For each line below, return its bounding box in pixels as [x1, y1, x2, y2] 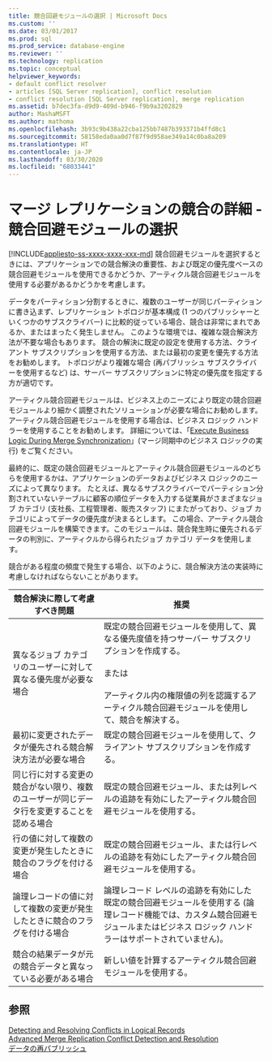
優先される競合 [28, 742, 87, 753]
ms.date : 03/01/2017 [8, 27, 79, 35]
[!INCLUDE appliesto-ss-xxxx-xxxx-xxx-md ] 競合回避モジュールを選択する [8, 249, 254, 259]
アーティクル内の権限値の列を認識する [104, 690, 249, 701]
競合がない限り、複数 [12, 781, 94, 792]
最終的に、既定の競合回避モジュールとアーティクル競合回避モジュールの [8, 464, 248, 473]
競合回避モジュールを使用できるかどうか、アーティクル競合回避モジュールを [8, 270, 261, 279]
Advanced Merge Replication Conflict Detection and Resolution [8, 1033, 219, 1043]
